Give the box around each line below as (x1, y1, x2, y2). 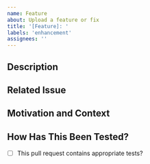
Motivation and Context (7, 108, 110, 119)
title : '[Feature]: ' (7, 23, 69, 30)
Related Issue (7, 84, 66, 96)
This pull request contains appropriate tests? (16, 149, 143, 158)
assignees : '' (7, 36, 48, 43)
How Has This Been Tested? (7, 131, 129, 143)
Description (7, 61, 58, 73)
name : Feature (7, 10, 48, 17)
